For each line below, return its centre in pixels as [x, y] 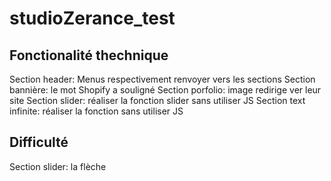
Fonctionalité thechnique [89, 55]
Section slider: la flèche [58, 166]
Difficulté [39, 142]
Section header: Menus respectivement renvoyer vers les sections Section [162, 79]
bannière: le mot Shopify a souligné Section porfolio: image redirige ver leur [165, 90]
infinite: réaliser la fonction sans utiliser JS [96, 111]
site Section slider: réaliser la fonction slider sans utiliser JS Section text [157, 100]
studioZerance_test [92, 18]
